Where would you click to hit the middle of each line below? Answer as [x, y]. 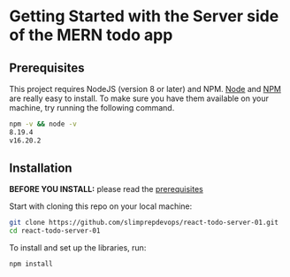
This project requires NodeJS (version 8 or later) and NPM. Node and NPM [145, 89]
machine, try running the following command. [92, 108]
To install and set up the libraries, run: [78, 248]
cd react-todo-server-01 [55, 231]
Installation [41, 169]
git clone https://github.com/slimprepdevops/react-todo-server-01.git [144, 223]
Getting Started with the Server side [144, 16]
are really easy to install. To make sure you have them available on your [139, 98]
